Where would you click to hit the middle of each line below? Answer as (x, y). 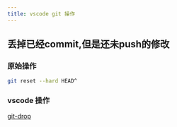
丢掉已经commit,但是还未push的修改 (88, 44)
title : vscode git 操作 (41, 14)
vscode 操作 (29, 101)
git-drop (19, 116)
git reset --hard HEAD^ (42, 81)
